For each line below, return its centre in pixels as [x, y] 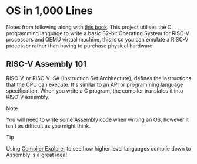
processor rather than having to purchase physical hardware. [80, 46]
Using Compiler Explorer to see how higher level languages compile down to [98, 148]
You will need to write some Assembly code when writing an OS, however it [98, 119]
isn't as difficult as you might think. [49, 126]
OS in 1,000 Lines [49, 11]
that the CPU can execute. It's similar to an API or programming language [95, 84]
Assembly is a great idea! [37, 155]
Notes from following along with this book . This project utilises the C [89, 27]
